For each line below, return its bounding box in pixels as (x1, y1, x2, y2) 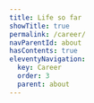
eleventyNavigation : (9, 55, 87, 64)
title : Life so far (9, 13, 82, 22)
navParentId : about (9, 38, 82, 47)
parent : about (17, 80, 70, 89)
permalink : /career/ (9, 30, 87, 39)
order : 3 (17, 72, 50, 81)
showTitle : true (9, 21, 70, 30)
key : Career (17, 64, 63, 73)
